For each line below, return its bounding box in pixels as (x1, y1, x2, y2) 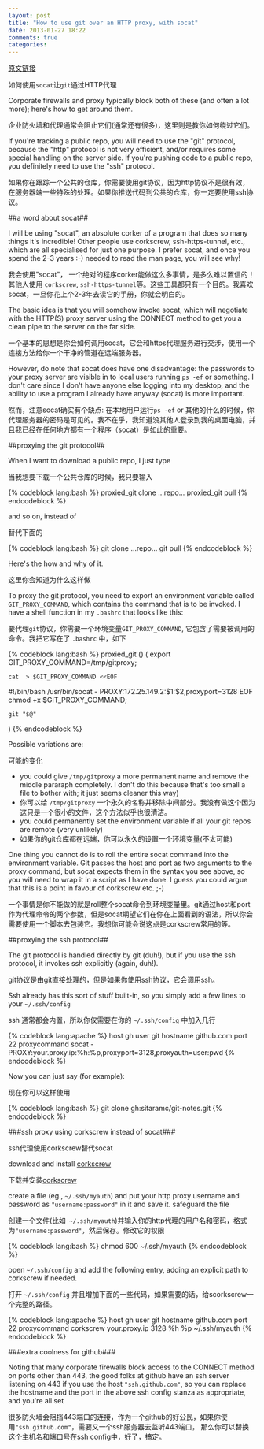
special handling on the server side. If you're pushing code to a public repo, (8, 153, 253, 162)
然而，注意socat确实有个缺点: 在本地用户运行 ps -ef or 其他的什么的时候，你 (8, 405, 255, 414)
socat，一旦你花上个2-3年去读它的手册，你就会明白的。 (8, 289, 189, 299)
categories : (8, 41, 47, 49)
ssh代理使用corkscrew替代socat (8, 1143, 113, 1153)
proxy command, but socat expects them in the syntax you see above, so (8, 867, 245, 876)
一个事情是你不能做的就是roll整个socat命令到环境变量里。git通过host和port (8, 900, 251, 909)
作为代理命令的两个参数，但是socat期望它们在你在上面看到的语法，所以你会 (8, 909, 254, 919)
